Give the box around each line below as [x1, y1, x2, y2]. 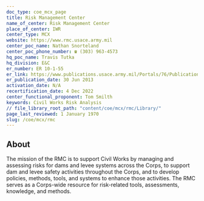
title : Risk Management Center [6, 15, 86, 21]
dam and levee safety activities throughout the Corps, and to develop [6, 168, 180, 175]
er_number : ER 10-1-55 [6, 65, 64, 72]
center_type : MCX [6, 32, 50, 38]
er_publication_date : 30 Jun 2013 [6, 77, 94, 83]
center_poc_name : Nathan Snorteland [6, 43, 99, 49]
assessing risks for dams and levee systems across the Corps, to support [6, 162, 190, 169]
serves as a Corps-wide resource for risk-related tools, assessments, [6, 181, 180, 189]
